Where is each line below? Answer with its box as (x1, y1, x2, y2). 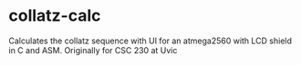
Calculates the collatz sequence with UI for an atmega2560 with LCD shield (8, 35, 293, 46)
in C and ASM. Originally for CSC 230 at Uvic (8, 44, 178, 55)
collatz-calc (8, 5, 101, 26)
